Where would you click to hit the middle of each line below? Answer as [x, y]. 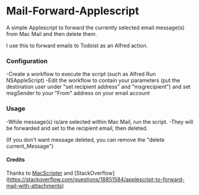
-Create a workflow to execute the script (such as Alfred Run [81, 74]
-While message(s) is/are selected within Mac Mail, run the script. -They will [100, 121]
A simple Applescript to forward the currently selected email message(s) [96, 28]
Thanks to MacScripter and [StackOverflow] [61, 173]
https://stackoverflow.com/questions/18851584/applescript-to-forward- [96, 179]
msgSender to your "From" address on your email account [78, 93]
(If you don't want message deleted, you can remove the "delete [85, 139]
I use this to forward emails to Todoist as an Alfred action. [77, 45]
